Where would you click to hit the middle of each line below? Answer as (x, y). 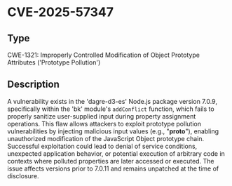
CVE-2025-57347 (61, 12)
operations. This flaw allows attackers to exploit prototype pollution (104, 124)
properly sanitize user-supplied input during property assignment (102, 116)
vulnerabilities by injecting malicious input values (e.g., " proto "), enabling (113, 131)
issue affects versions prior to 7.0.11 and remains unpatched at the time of (113, 168)
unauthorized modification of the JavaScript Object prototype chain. (106, 138)
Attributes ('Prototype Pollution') (54, 62)
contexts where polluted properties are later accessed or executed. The (111, 161)
